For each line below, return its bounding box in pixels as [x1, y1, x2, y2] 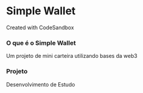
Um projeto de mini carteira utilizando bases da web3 [6, 52, 138, 60]
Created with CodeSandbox [6, 24, 74, 31]
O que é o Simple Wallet [6, 39, 76, 47]
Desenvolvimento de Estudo [6, 80, 76, 88]
